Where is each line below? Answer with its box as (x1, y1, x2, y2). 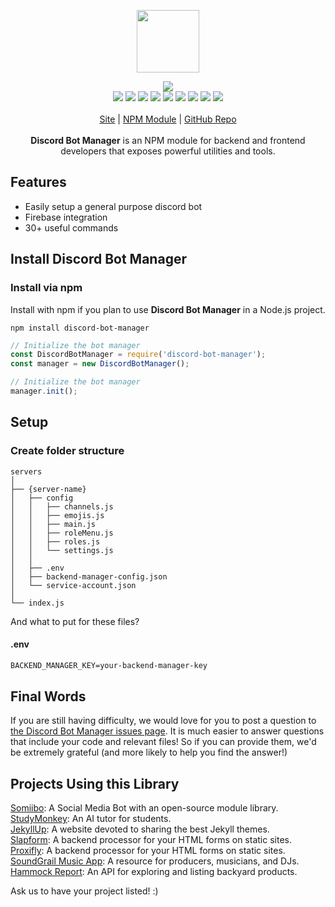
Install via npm (10, 281, 83, 295)
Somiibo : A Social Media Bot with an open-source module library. (10, 802, 279, 814)
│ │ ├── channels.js (10, 501, 114, 512)
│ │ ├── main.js (10, 519, 97, 529)
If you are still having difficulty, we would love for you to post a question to (10, 715, 317, 727)
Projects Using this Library (10, 775, 180, 792)
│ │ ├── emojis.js (10, 510, 105, 520)
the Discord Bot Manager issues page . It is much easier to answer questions (10, 725, 325, 737)
